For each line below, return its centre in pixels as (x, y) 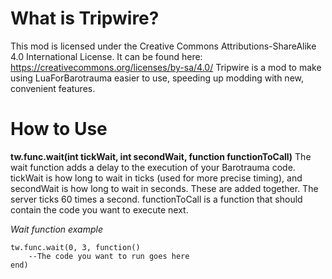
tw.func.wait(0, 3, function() (75, 247)
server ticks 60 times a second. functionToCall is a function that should (156, 199)
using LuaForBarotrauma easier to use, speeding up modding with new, (157, 78)
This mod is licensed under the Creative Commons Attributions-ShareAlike (163, 46)
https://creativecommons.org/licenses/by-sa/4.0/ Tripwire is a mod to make (166, 67)
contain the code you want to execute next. (99, 209)
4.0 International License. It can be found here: (106, 56)
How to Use (59, 129)
